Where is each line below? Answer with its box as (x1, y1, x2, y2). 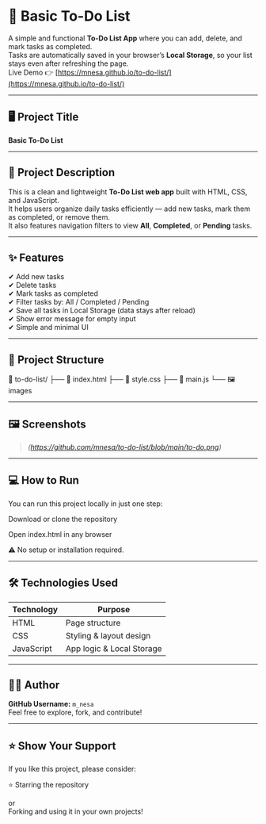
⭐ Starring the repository (8, 780, 89, 790)
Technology (12, 604, 58, 615)
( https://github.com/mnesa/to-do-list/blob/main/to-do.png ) (27, 443, 222, 451)
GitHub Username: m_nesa (8, 699, 94, 709)
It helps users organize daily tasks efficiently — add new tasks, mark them (8, 204, 251, 213)
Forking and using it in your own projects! (8, 807, 144, 816)
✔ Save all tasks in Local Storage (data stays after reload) (8, 305, 196, 316)
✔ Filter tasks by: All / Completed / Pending (8, 297, 150, 307)
